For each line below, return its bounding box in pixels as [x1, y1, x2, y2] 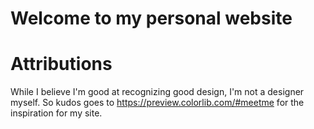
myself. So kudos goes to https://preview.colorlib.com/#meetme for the [10, 97, 305, 109]
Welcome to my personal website [10, 7, 293, 30]
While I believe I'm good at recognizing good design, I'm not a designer [10, 86, 305, 98]
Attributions [10, 53, 113, 76]
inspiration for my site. [10, 107, 103, 119]
